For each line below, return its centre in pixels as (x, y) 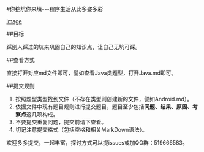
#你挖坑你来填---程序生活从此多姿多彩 (55, 9)
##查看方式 (21, 60)
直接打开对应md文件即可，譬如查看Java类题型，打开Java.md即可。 (92, 73)
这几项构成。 (42, 114)
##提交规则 (21, 86)
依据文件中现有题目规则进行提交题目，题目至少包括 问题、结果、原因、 (104, 107)
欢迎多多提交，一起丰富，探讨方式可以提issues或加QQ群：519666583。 (97, 142)
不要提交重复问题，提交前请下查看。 (61, 122)
